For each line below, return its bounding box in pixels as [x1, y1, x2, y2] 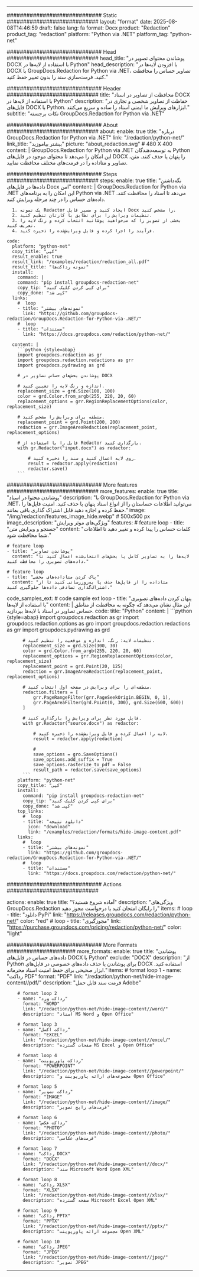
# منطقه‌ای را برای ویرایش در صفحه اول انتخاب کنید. [22, 684, 152, 690]
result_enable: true [12, 254, 63, 260]
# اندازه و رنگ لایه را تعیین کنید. [17, 383, 105, 389]
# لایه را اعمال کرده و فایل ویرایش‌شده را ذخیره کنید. [32, 731, 168, 737]
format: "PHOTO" [22, 1125, 63, 1131]
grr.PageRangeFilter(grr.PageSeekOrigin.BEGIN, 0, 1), [32, 695, 171, 701]
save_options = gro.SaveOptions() [32, 751, 118, 757]
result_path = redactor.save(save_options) [32, 767, 142, 773]
